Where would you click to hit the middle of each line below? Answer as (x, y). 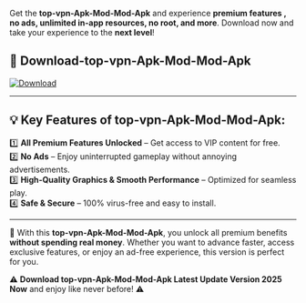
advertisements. (40, 169)
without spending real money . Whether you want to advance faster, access (152, 242)
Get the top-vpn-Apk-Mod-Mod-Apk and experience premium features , (148, 13)
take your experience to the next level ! (82, 32)
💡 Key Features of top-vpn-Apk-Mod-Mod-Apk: (148, 121)
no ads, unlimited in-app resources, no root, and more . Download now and (152, 23)
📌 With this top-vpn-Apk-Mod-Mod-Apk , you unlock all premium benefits (148, 232)
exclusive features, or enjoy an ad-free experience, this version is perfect (147, 252)
